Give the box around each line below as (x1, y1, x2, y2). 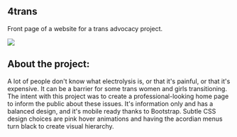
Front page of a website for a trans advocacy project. (7, 24, 163, 32)
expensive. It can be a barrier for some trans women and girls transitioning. (7, 84, 227, 93)
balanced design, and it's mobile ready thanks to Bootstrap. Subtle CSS (7, 107, 216, 115)
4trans (7, 6, 38, 18)
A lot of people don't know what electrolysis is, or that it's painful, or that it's (7, 77, 231, 85)
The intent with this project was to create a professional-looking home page (7, 92, 229, 100)
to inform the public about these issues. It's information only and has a (7, 99, 214, 108)
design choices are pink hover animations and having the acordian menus (7, 114, 223, 123)
